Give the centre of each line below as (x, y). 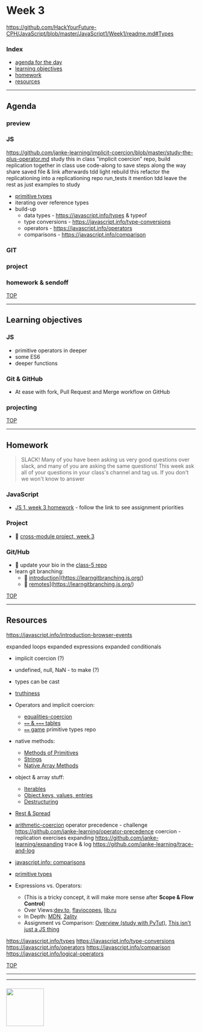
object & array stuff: (39, 777)
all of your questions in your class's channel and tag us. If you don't (105, 473)
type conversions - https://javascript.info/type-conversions (97, 222)
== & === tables (42, 723)
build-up (26, 209)
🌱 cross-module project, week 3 (55, 536)
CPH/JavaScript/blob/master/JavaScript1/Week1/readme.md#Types (90, 33)
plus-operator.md (28, 159)
